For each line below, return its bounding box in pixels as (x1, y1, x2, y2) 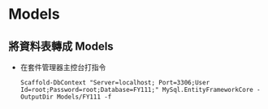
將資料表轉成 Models (8, 39, 114, 53)
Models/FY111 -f (56, 93, 112, 101)
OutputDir (19, 93, 54, 101)
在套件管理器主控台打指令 (19, 63, 106, 72)
